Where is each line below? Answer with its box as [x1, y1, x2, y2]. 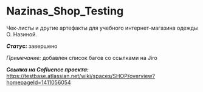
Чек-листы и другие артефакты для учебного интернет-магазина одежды [6, 24, 198, 31]
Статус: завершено [6, 42, 58, 50]
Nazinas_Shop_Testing [6, 4, 124, 18]
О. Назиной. [6, 30, 38, 38]
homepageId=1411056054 [6, 79, 71, 86]
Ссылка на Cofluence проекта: [6, 65, 89, 73]
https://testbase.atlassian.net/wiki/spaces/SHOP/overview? [6, 72, 156, 79]
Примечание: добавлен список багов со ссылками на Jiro [6, 54, 158, 61]
